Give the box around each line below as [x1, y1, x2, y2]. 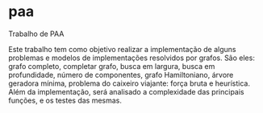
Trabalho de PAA [8, 29, 65, 38]
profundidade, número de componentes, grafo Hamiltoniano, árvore [8, 70, 234, 79]
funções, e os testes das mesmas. [8, 95, 123, 105]
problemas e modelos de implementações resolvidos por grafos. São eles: [8, 53, 256, 63]
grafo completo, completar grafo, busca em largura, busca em [8, 61, 215, 71]
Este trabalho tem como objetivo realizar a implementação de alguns [8, 44, 236, 54]
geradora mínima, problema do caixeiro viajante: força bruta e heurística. [8, 79, 250, 88]
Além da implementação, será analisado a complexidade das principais [8, 87, 244, 96]
